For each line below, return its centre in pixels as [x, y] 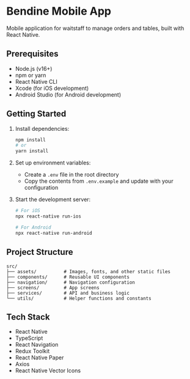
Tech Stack [28, 317]
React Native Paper [39, 358]
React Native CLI [36, 81]
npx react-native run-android [54, 233]
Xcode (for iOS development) [52, 88]
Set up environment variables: [53, 163]
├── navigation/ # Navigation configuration [71, 282]
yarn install [32, 151]
